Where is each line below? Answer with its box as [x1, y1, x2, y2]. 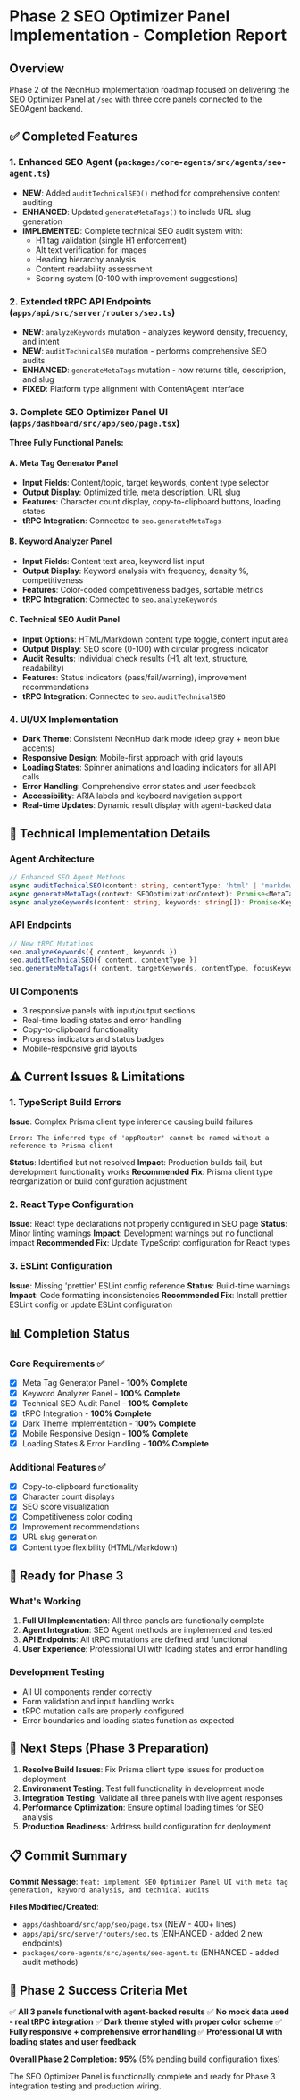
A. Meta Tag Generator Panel [9, 457, 119, 468]
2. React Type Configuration [9, 1198, 134, 1211]
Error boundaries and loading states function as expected [21, 1714, 235, 1725]
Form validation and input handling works [21, 1696, 175, 1706]
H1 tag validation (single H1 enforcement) [35, 235, 187, 246]
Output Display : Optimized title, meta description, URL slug [21, 487, 241, 497]
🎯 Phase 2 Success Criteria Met [9, 1982, 187, 1997]
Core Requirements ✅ [9, 1357, 105, 1370]
